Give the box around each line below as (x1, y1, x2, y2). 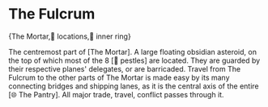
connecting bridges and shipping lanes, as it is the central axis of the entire (8, 81, 259, 91)
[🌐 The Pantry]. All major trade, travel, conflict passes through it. (8, 89, 224, 99)
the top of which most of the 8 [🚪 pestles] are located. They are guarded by (8, 56, 261, 65)
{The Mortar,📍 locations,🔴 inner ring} (8, 31, 131, 41)
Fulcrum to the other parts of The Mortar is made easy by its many (8, 72, 230, 82)
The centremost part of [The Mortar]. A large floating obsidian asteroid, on (8, 47, 257, 56)
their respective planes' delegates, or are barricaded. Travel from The (8, 64, 241, 73)
